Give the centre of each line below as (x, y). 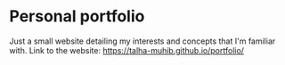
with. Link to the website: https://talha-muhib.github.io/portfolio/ (127, 50)
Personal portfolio (77, 16)
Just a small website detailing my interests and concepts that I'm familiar (142, 41)
